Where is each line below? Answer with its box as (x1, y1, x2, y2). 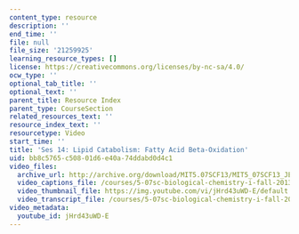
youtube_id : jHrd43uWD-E (17, 211, 109, 221)
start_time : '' (9, 137, 66, 146)
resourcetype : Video (9, 129, 86, 138)
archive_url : (17, 170, 66, 179)
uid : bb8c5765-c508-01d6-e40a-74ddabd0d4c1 (9, 153, 174, 163)
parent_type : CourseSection (9, 104, 114, 113)
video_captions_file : (17, 179, 98, 188)
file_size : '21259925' (9, 46, 93, 55)
